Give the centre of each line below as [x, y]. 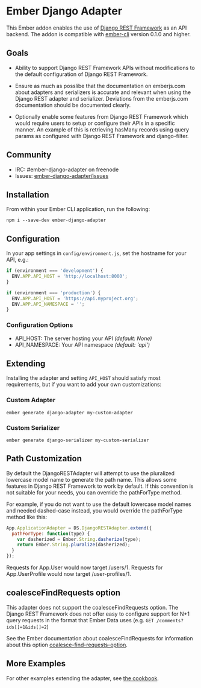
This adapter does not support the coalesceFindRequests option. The [92, 607]
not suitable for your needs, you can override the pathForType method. [94, 492]
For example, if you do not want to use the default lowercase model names [99, 504]
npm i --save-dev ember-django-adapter [56, 220]
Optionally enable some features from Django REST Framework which [101, 116]
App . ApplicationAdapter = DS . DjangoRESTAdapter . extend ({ [79, 528]
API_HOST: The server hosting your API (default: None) [83, 338]
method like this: [27, 517]
